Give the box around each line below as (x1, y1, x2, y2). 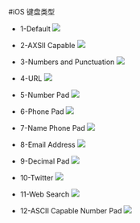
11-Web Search (19, 189, 70, 199)
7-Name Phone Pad (19, 124, 86, 132)
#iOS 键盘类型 (8, 7, 55, 16)
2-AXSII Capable (19, 41, 76, 50)
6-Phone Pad (19, 107, 64, 116)
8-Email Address (19, 140, 76, 149)
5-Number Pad (19, 91, 70, 99)
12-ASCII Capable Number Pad (19, 206, 122, 215)
